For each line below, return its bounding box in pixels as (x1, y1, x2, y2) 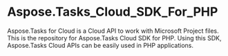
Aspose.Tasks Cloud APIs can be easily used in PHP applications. (7, 41, 193, 49)
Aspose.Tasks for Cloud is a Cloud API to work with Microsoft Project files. (7, 27, 219, 35)
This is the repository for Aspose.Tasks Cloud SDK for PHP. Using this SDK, (7, 33, 222, 42)
